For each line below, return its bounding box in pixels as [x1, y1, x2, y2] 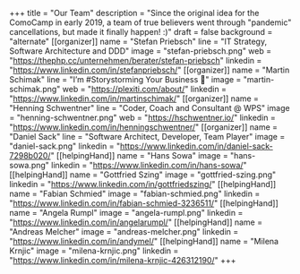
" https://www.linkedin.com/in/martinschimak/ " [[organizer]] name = [9, 93, 260, 104]
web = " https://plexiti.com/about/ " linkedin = [62, 84, 227, 94]
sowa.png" [9, 160, 49, 170]
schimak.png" [9, 84, 61, 94]
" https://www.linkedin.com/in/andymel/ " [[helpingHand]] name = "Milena [9, 236, 279, 246]
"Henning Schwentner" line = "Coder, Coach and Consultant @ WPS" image [9, 103, 290, 113]
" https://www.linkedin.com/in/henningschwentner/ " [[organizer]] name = [9, 122, 279, 133]
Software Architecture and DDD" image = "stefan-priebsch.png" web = [9, 46, 271, 56]
